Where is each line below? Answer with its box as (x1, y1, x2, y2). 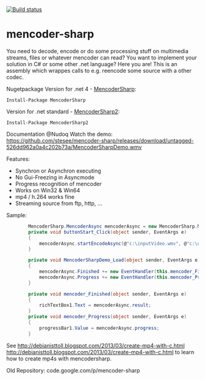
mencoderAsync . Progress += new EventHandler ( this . (38, 274, 171, 280)
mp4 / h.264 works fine (15, 193, 75, 200)
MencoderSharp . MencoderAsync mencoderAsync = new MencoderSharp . (28, 223, 198, 229)
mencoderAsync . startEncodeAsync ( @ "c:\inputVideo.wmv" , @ (38, 240, 187, 247)
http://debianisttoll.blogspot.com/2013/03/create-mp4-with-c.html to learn (6, 348, 195, 356)
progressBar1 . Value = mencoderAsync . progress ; (38, 325, 160, 331)
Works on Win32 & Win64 (15, 187, 81, 194)
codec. (6, 73, 24, 81)
